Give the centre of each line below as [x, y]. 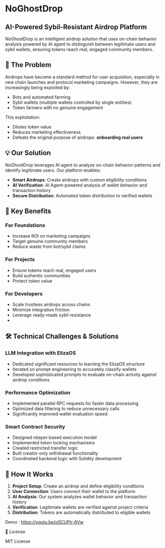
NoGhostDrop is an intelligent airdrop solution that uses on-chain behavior [81, 39]
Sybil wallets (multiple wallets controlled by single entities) [72, 102]
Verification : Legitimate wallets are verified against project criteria [80, 507]
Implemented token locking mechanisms [54, 443]
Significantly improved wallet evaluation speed [60, 414]
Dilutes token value [32, 126]
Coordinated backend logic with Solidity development [67, 459]
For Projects [20, 259]
